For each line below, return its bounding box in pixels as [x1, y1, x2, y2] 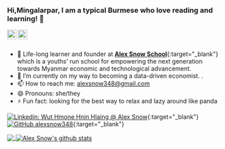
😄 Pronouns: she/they [16, 90, 81, 98]
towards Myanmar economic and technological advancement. [16, 64, 191, 73]
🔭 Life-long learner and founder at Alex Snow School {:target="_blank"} [16, 50, 219, 58]
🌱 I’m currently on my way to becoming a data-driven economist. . [16, 72, 204, 80]
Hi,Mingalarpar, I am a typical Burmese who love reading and [7, 5, 213, 15]
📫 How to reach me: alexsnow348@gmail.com [16, 79, 150, 87]
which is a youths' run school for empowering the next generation [16, 57, 203, 66]
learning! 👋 [7, 14, 44, 23]
